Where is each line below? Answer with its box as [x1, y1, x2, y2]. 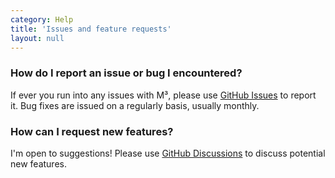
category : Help [10, 14, 74, 25]
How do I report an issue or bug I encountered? [10, 66, 243, 80]
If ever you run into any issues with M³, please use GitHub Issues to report [10, 89, 317, 101]
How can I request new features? [10, 124, 174, 138]
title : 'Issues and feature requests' [10, 24, 172, 34]
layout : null [10, 33, 65, 43]
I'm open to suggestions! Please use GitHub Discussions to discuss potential [10, 147, 326, 159]
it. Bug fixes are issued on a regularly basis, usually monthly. [10, 99, 260, 111]
